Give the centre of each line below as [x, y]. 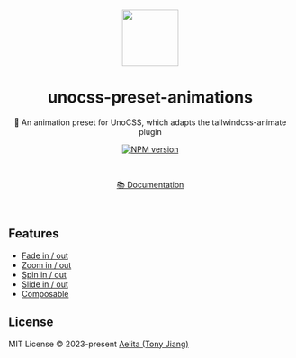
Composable [45, 293]
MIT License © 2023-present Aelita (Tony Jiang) [99, 344]
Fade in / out [45, 255]
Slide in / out [45, 284]
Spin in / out [44, 274]
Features [34, 234]
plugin [150, 131]
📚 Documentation [150, 184]
